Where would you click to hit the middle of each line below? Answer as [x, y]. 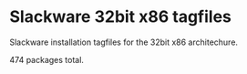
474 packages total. [47, 59]
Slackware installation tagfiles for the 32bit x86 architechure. [124, 42]
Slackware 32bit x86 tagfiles [121, 17]
